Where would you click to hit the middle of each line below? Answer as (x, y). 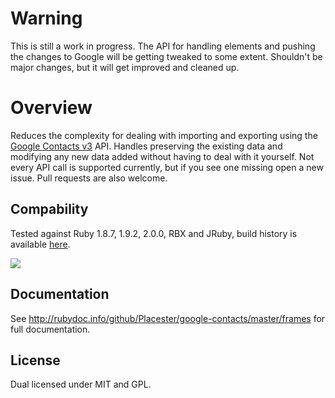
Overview (51, 108)
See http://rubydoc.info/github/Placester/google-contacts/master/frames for (168, 318)
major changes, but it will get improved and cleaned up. (125, 67)
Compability (49, 209)
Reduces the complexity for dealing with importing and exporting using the (164, 135)
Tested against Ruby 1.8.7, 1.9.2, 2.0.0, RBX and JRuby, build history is (154, 233)
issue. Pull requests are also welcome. (89, 178)
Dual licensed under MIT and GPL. (81, 384)
